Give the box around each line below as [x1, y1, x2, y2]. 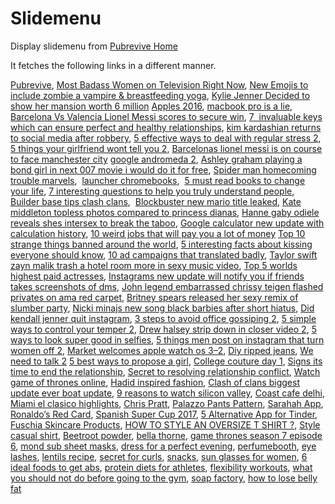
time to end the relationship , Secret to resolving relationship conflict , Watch [10, 365, 321, 377]
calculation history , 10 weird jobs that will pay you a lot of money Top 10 [10, 227, 306, 239]
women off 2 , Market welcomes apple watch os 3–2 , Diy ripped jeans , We [10, 344, 314, 356]
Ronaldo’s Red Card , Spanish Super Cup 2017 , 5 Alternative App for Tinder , [10, 408, 318, 420]
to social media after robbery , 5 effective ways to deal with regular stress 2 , [10, 132, 322, 144]
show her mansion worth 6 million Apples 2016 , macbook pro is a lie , [10, 100, 293, 112]
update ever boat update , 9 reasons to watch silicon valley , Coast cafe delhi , [10, 387, 325, 399]
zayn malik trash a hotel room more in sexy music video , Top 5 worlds [10, 259, 298, 271]
